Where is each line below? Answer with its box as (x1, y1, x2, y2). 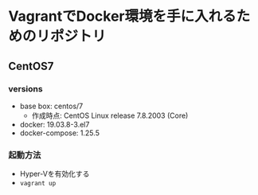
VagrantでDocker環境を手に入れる (8, 7, 236, 25)
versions (8, 83, 43, 94)
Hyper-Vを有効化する (19, 169, 90, 179)
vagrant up (19, 180, 57, 188)
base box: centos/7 (19, 101, 84, 111)
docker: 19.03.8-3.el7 (19, 119, 90, 129)
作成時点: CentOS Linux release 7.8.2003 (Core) (31, 111, 189, 120)
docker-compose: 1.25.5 (19, 128, 100, 138)
